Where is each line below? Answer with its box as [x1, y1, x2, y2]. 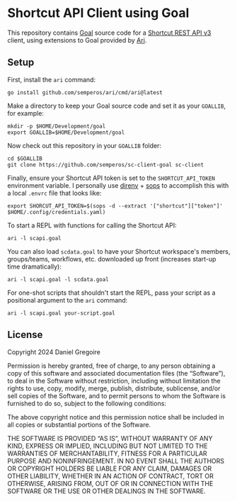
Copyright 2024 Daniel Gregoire [7, 347, 100, 356]
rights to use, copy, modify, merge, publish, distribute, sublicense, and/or [7, 384, 221, 393]
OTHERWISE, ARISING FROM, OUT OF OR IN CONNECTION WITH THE [7, 479, 214, 488]
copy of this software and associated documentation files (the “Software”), [7, 368, 226, 377]
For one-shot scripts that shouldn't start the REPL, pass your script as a [7, 288, 216, 297]
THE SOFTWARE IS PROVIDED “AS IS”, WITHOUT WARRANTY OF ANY [7, 434, 213, 442]
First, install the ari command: [7, 75, 96, 84]
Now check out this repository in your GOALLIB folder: [7, 141, 161, 150]
